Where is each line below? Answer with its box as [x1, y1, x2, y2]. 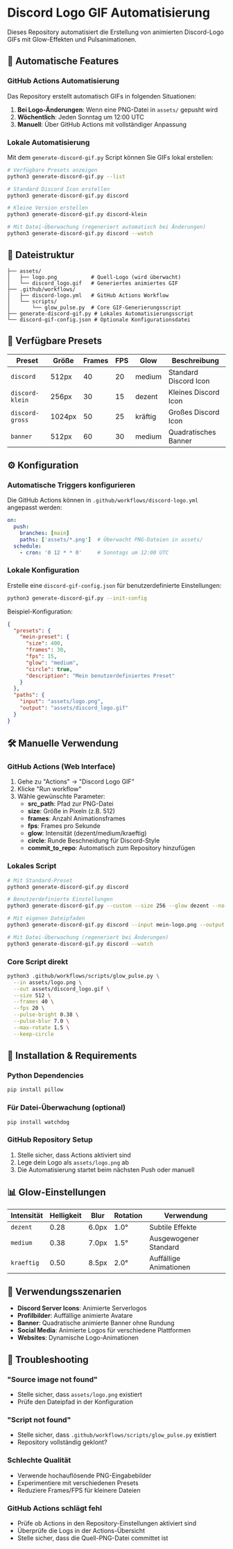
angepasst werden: [7, 503, 62, 511]
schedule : [13, 543, 42, 550]
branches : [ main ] [19, 530, 70, 536]
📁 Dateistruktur [7, 249, 75, 261]
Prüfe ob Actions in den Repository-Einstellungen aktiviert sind [17, 1518, 196, 1527]
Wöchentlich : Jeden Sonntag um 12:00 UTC [17, 112, 144, 121]
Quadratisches [168, 427, 216, 437]
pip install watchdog [7, 1119, 70, 1126]
